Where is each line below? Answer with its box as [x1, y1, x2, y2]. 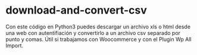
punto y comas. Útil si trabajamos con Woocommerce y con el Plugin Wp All [5, 35, 192, 43]
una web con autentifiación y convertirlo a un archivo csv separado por [5, 29, 181, 36]
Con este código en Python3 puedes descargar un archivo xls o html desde [5, 23, 191, 30]
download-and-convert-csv [5, 4, 147, 17]
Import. [5, 42, 24, 49]
